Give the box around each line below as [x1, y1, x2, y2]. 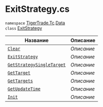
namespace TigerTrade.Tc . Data [5, 20, 66, 26]
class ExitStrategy [5, 25, 42, 31]
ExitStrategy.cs [5, 3, 70, 15]
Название [24, 37, 49, 44]
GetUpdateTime [7, 86, 41, 92]
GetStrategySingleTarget [7, 62, 66, 67]
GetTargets [7, 78, 33, 84]
